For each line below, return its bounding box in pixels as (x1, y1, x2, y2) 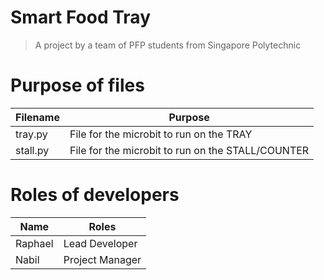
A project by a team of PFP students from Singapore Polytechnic (34, 39, 302, 51)
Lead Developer (63, 236, 138, 250)
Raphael (15, 236, 54, 250)
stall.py (15, 143, 50, 157)
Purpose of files (10, 74, 145, 97)
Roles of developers (10, 184, 180, 206)
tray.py (15, 127, 48, 141)
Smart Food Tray (10, 6, 151, 29)
